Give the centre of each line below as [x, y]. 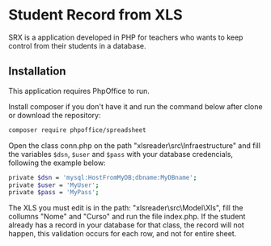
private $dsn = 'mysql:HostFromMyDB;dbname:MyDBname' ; [103, 177]
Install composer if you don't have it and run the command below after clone [135, 106]
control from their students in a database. [77, 45]
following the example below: [57, 163]
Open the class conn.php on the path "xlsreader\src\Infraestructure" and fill [135, 145]
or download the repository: [55, 115]
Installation [37, 72]
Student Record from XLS [96, 15]
